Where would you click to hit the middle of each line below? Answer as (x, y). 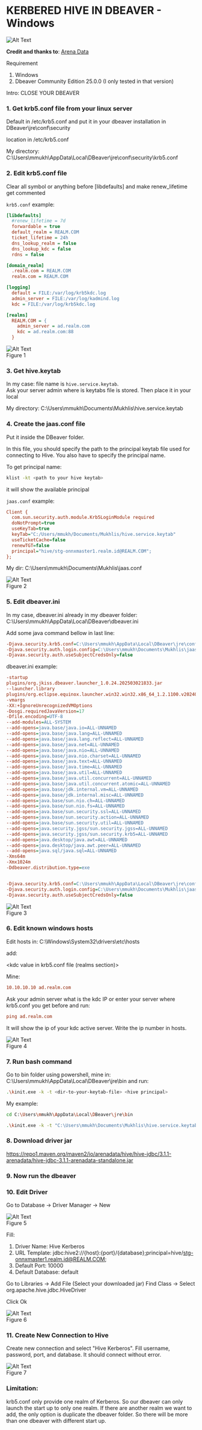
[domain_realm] (25, 265)
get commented (26, 192)
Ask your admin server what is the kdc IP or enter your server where (91, 999)
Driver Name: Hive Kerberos (50, 1247)
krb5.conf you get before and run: (48, 1005)
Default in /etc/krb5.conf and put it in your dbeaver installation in (86, 121)
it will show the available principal (48, 489)
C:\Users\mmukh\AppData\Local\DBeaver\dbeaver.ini (72, 621)
